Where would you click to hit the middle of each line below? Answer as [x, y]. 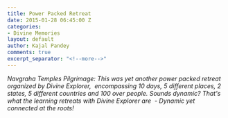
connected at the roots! [41, 108]
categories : [24, 26]
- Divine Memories [34, 33]
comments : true [29, 53]
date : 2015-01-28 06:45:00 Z [49, 20]
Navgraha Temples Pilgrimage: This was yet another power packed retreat [114, 78]
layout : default [30, 40]
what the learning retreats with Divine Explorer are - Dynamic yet [101, 101]
